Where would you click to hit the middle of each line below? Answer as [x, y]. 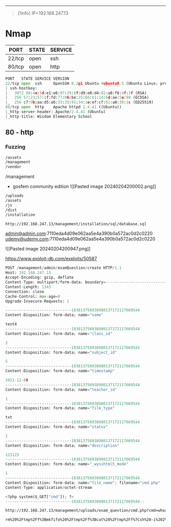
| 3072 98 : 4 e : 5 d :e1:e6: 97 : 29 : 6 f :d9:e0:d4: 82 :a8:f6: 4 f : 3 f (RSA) [76, 93]
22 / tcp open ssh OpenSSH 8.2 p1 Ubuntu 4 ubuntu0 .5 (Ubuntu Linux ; [82, 83]
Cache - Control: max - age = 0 [33, 296]
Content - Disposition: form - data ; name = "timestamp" [60, 371]
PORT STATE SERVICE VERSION [37, 79]
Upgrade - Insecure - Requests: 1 [37, 301]
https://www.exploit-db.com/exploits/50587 [51, 259]
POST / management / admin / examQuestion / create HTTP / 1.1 [64, 268]
